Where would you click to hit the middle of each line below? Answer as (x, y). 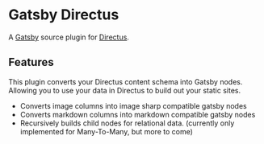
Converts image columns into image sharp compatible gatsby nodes (134, 105)
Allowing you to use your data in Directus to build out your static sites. (125, 90)
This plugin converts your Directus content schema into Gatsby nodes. (126, 81)
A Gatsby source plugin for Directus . (69, 37)
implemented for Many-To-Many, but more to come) (107, 131)
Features (31, 62)
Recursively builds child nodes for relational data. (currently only (127, 123)
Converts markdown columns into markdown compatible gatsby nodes (138, 114)
